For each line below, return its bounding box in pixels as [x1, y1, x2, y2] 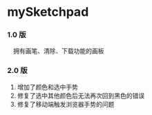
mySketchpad [7, 4, 89, 20]
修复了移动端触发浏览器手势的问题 [17, 100, 115, 108]
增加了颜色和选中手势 [17, 83, 78, 91]
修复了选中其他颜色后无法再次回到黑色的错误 [17, 91, 145, 100]
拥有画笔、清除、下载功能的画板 [13, 47, 104, 55]
